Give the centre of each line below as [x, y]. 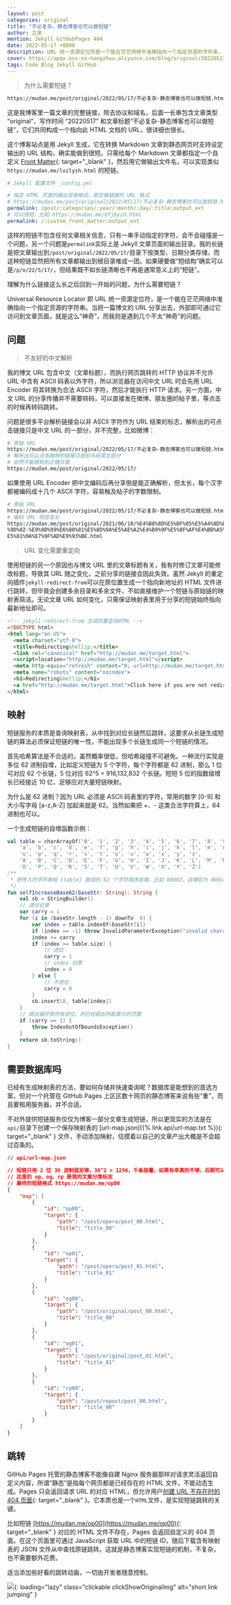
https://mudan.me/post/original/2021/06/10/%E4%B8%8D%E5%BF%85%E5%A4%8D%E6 [118, 524]
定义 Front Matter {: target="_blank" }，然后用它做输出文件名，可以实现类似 [113, 161]
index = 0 [58, 969]
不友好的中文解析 [48, 358]
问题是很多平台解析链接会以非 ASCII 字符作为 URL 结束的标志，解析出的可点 [114, 422]
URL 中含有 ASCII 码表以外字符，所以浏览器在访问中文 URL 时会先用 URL [110, 381]
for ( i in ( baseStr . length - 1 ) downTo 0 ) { [86, 918]
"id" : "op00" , [64, 1209]
